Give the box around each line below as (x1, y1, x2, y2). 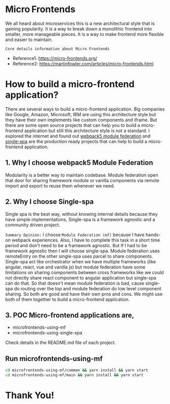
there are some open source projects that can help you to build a (5, 122, 140, 128)
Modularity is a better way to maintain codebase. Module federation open (5, 172, 158, 178)
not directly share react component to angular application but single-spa (5, 275, 156, 281)
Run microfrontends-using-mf (5, 354, 103, 363)
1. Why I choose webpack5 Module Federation (5, 158, 153, 167)
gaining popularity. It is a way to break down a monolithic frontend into (5, 25, 152, 31)
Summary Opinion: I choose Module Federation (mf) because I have (5, 231, 145, 238)
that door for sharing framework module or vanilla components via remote (5, 177, 159, 183)
